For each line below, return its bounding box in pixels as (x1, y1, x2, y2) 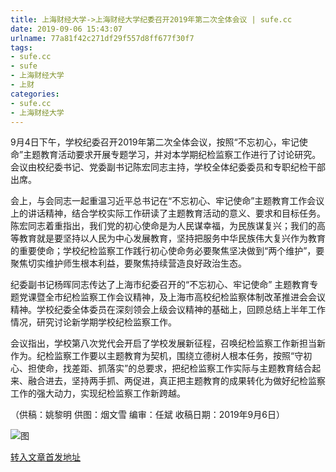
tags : (10, 42, 33, 53)
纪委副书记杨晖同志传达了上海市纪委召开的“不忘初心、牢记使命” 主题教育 (10, 279, 310, 291)
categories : (10, 89, 60, 99)
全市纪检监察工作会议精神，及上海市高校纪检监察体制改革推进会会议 (44, 291, 326, 303)
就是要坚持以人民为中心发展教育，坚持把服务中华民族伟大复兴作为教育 (36, 232, 326, 245)
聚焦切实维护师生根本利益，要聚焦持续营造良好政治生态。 (10, 257, 247, 270)
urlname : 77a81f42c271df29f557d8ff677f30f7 (10, 33, 195, 43)
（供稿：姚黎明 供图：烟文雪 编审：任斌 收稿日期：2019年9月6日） (10, 409, 285, 421)
